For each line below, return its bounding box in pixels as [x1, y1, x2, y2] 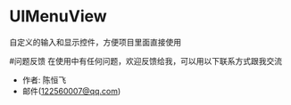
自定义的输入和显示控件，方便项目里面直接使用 [9, 36, 181, 47]
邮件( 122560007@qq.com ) [21, 85, 121, 96]
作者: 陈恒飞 [21, 74, 67, 85]
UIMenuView [9, 6, 107, 27]
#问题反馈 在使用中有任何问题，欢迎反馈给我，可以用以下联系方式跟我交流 [9, 55, 283, 66]
